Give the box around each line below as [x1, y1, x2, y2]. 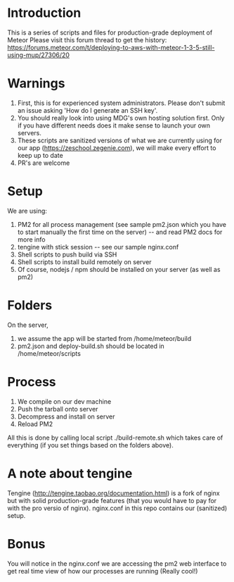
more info [17, 235, 46, 244]
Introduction [7, 5, 82, 21]
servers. [17, 128, 42, 137]
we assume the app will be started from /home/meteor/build [17, 334, 192, 342]
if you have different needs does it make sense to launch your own [17, 121, 211, 130]
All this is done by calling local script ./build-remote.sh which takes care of [7, 433, 223, 442]
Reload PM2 [17, 419, 53, 428]
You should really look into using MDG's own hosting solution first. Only [17, 113, 225, 122]
